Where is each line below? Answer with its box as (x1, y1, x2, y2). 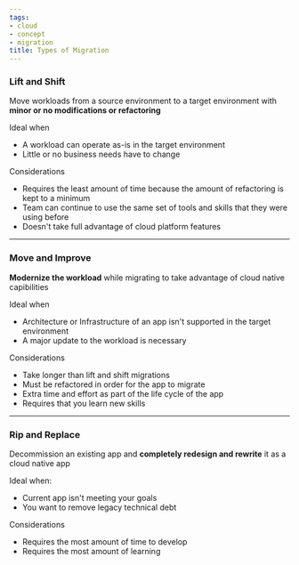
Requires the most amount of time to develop (21, 537, 188, 547)
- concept (9, 29, 46, 38)
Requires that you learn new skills (21, 398, 146, 408)
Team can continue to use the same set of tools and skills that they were (21, 202, 287, 214)
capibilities (9, 281, 49, 292)
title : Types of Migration (9, 46, 109, 55)
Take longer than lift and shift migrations (21, 369, 171, 380)
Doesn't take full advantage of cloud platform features (21, 222, 222, 232)
